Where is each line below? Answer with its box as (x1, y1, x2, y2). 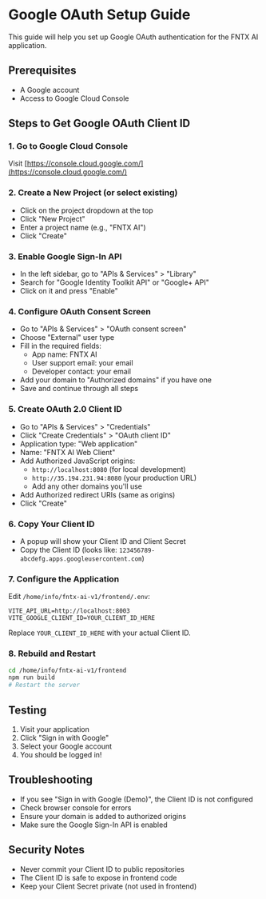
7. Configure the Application (8, 573, 120, 585)
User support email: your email (31, 358, 133, 368)
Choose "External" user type (19, 333, 115, 342)
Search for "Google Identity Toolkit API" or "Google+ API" (19, 278, 209, 287)
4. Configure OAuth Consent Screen (8, 306, 152, 317)
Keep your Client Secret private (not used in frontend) (19, 881, 197, 891)
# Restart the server (8, 681, 81, 689)
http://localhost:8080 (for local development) (31, 464, 186, 473)
